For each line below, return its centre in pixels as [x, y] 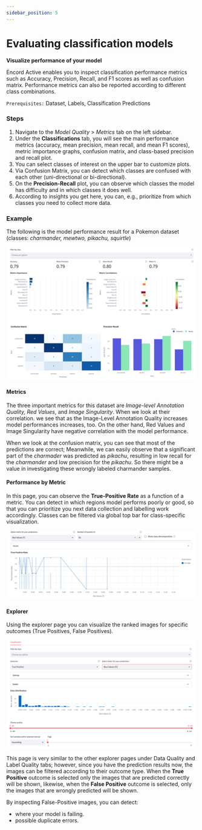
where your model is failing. [50, 814]
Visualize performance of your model [54, 60]
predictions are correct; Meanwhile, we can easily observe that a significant [101, 449]
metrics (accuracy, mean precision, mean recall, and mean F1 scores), [102, 145]
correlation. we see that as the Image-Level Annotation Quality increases [97, 418]
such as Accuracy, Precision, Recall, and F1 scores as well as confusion [95, 78]
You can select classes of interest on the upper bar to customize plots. [103, 164]
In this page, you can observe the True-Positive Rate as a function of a [95, 496]
